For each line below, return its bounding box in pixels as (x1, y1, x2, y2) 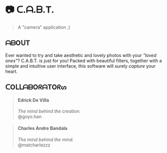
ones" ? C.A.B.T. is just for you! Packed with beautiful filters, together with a (5, 58, 162, 64)
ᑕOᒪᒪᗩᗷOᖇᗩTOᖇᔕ (5, 83, 67, 91)
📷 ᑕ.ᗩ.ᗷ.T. (5, 4, 55, 16)
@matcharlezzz (17, 142, 51, 148)
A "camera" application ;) (17, 24, 71, 30)
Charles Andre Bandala (17, 125, 68, 131)
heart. (5, 68, 18, 74)
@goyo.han (17, 114, 42, 120)
